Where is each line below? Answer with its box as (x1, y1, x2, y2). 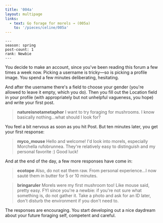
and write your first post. (5, 100, 55, 105)
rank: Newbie (5, 52, 32, 57)
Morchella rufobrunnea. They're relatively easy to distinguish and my (17, 143, 156, 149)
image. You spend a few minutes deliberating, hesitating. (5, 75, 119, 81)
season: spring (5, 43, 36, 48)
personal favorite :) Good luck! (17, 149, 79, 155)
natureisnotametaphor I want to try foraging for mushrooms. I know (17, 109, 155, 115)
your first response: (5, 129, 45, 135)
